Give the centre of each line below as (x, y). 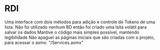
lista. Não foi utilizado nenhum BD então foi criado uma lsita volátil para (76, 27)
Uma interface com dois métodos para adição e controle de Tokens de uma (80, 22)
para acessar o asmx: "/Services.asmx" (44, 42)
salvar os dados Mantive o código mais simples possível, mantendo (72, 32)
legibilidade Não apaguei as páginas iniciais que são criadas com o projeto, (80, 37)
